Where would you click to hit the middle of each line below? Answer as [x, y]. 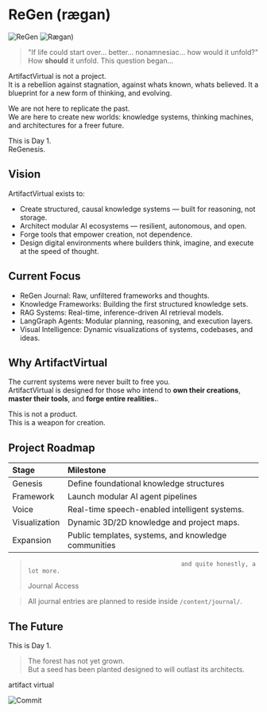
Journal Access [53, 586]
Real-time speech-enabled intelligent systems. [156, 510]
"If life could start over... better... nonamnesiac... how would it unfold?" [143, 52]
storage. [33, 217]
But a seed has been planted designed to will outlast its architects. [136, 669]
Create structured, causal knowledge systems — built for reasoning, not [137, 209]
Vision [25, 174]
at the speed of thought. [59, 251]
